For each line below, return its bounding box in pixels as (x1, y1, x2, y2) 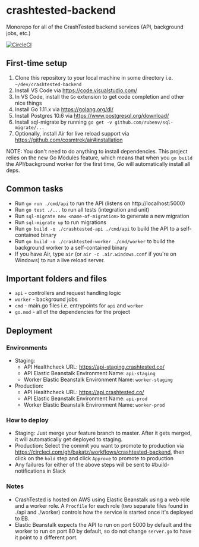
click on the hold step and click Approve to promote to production (14, 455, 174, 462)
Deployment (6, 325, 53, 336)
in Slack (46, 467, 67, 474)
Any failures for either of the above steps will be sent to (14, 461, 150, 469)
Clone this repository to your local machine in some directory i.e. (14, 74, 173, 81)
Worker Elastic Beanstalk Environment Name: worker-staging (23, 376, 173, 383)
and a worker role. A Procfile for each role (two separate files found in (14, 502, 189, 509)
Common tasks (6, 184, 64, 194)
